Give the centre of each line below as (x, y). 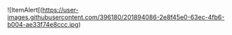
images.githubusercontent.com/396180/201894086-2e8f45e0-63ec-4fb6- (116, 17)
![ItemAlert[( (25, 10)
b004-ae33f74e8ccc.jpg (43, 24)
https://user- (60, 10)
